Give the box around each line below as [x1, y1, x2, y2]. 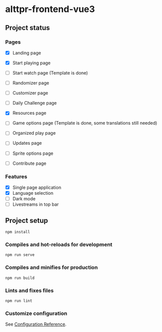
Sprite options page [12, 150, 54, 156]
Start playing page [12, 60, 51, 66]
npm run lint [5, 298, 33, 303]
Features [5, 173, 28, 180]
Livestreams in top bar [12, 201, 59, 207]
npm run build [5, 275, 35, 280]
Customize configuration [5, 309, 68, 316]
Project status [5, 24, 50, 32]
